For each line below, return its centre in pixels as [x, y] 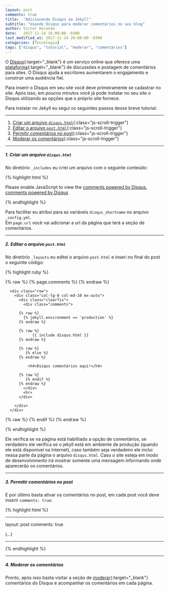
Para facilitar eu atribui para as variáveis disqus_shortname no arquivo [77, 212]
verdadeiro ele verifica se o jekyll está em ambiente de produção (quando [82, 444]
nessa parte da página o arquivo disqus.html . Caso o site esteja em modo [82, 455]
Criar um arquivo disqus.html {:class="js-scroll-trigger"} [70, 122]
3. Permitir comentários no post [39, 482]
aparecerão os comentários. [34, 466]
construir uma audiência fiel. [35, 78]
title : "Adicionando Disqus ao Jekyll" [48, 19]
